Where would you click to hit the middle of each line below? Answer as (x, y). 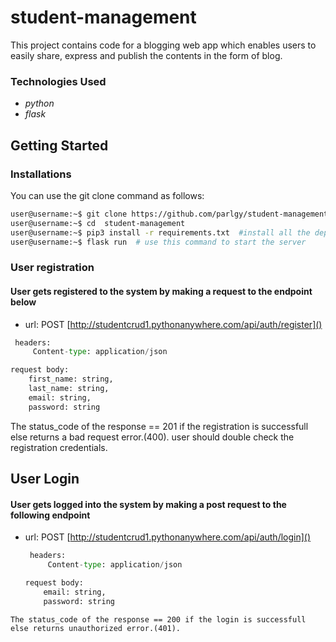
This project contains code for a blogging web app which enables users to (163, 45)
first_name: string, (71, 379)
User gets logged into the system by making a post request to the (148, 504)
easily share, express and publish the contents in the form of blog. (146, 55)
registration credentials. (59, 447)
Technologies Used (58, 81)
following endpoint (50, 515)
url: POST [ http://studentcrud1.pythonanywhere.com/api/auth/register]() (173, 324)
